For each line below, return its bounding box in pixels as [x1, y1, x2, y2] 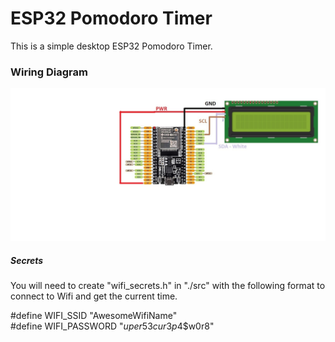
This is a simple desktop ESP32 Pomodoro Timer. [10, 40, 213, 52]
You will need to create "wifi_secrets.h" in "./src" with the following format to [10, 280, 326, 292]
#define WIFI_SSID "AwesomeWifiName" [10, 310, 178, 322]
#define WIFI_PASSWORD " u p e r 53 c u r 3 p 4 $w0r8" [10, 320, 215, 332]
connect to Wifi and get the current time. [10, 290, 178, 302]
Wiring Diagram [10, 65, 88, 79]
